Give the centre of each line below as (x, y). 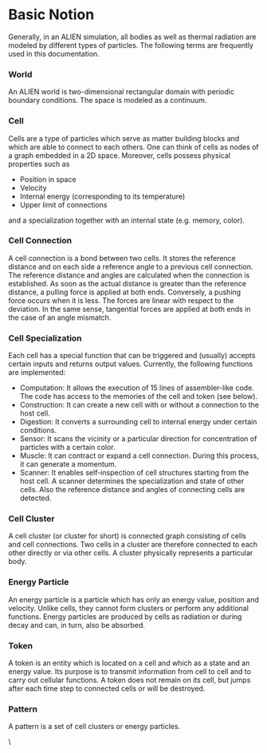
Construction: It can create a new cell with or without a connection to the (139, 405)
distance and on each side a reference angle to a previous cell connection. (131, 266)
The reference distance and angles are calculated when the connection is (129, 275)
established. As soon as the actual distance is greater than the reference (128, 283)
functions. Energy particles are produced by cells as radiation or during (125, 617)
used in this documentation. (54, 53)
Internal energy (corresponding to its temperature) (102, 196)
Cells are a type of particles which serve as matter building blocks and (124, 138)
